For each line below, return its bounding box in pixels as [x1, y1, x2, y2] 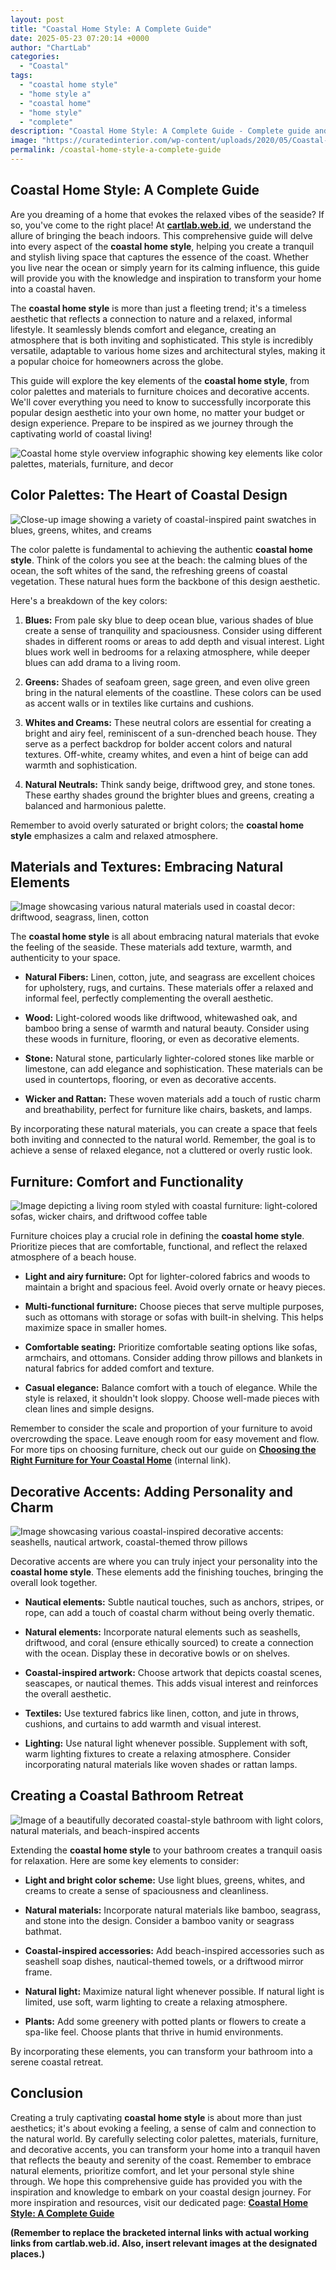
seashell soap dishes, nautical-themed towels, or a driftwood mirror [24, 1955, 304, 1967]
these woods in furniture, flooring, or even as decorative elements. [24, 1033, 300, 1045]
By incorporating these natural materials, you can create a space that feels [10, 1123, 318, 1135]
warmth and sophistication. [24, 759, 138, 771]
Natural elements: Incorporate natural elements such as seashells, [24, 1626, 301, 1638]
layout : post [10, 14, 65, 25]
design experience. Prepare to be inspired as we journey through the [10, 417, 294, 429]
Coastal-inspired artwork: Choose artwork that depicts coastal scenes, [24, 1666, 323, 1678]
